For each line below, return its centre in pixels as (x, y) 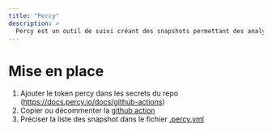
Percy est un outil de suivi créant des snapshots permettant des (130, 31)
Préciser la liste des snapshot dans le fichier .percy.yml (112, 119)
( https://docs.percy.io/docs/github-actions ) (92, 102)
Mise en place (56, 71)
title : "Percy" (34, 16)
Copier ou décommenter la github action (87, 111)
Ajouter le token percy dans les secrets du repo (99, 93)
